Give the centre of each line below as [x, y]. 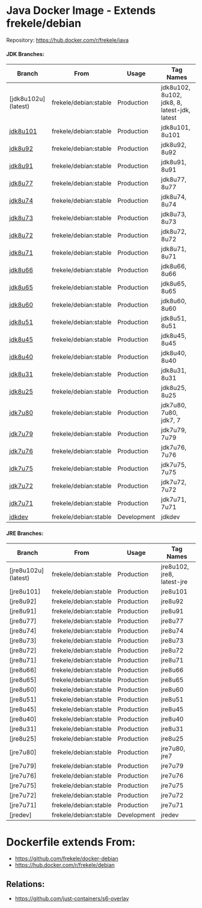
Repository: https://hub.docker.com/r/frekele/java [68, 40]
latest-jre [174, 582]
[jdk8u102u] [27, 99]
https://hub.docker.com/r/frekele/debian [65, 865]
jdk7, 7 [171, 420]
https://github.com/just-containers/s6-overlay [72, 899]
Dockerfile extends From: [71, 842]
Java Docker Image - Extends [81, 11]
